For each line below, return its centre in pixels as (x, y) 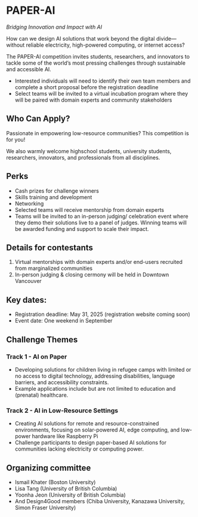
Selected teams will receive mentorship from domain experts (89, 209)
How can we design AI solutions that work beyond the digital (81, 38)
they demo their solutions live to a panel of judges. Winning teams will (100, 223)
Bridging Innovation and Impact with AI (54, 27)
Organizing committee (49, 468)
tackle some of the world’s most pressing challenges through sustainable (96, 63)
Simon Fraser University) (45, 507)
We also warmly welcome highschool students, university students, (89, 151)
